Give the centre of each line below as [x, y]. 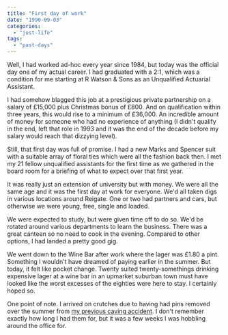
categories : [24, 26]
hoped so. [21, 291]
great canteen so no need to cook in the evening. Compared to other [103, 234]
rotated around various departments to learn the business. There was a [107, 227]
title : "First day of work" [47, 13]
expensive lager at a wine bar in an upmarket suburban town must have [108, 276]
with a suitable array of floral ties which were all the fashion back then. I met [114, 157]
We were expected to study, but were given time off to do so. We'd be [105, 219]
